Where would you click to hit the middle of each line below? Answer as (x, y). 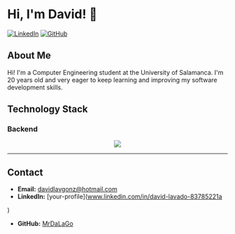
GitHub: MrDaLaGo (45, 224)
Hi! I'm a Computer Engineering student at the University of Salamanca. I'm (115, 72)
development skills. (35, 87)
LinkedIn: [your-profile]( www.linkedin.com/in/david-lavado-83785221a (120, 197)
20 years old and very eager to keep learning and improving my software (112, 80)
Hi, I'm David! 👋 (52, 14)
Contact (25, 172)
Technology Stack (48, 109)
